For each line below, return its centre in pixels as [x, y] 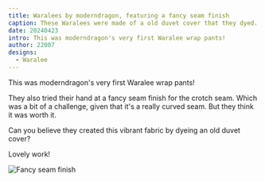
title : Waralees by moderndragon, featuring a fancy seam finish [119, 15]
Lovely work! [29, 154]
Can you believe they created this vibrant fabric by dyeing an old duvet [125, 130]
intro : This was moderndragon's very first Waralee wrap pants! [117, 38]
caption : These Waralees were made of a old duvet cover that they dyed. [133, 23]
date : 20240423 [33, 30]
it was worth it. [33, 114]
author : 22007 [32, 45]
